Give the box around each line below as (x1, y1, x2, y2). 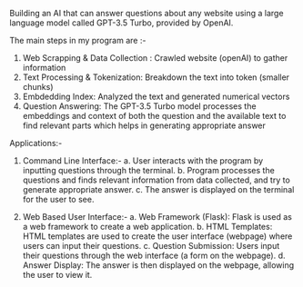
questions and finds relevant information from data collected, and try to (22, 174, 291, 185)
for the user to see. (22, 194, 95, 204)
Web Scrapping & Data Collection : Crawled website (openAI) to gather (22, 53, 288, 63)
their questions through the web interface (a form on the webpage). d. (22, 250, 286, 261)
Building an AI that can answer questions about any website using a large (9, 8, 284, 18)
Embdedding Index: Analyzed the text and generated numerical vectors (22, 91, 290, 102)
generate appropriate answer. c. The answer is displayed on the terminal (22, 184, 295, 194)
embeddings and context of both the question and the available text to (22, 111, 287, 121)
